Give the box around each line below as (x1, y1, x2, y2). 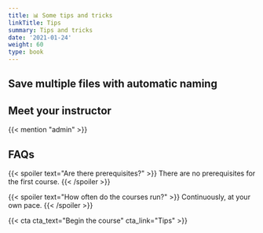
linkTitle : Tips (8, 19, 61, 27)
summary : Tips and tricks (8, 26, 93, 34)
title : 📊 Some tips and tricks (8, 11, 113, 20)
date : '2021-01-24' (8, 33, 72, 42)
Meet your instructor (8, 104, 112, 117)
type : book (8, 48, 44, 56)
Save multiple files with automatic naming (8, 77, 217, 91)
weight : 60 (8, 41, 44, 49)
